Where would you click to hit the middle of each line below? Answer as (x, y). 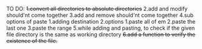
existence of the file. (32, 41)
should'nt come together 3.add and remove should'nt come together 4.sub (100, 15)
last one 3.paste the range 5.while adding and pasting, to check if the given (101, 28)
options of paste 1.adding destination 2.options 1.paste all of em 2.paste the (101, 21)
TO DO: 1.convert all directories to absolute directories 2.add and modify (97, 9)
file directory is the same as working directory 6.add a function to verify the (101, 34)
